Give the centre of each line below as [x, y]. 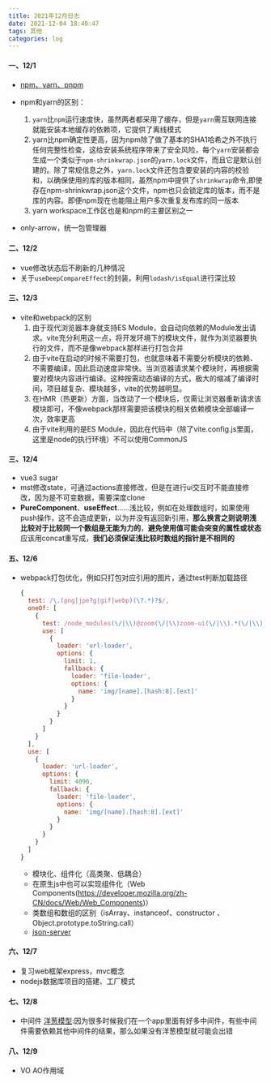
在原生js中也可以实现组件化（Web [89, 883]
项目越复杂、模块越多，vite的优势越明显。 [116, 388]
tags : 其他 [25, 31]
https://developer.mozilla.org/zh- [133, 892]
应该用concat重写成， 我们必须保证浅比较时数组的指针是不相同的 [127, 538]
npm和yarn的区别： [53, 102]
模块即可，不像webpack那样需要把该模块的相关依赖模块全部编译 [140, 408]
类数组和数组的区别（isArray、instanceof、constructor [124, 913]
